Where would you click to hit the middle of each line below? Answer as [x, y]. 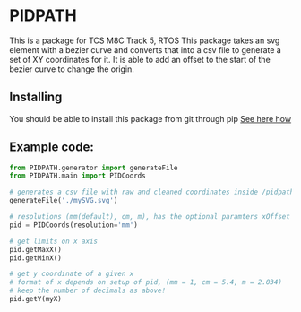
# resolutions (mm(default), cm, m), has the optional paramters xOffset [150, 217]
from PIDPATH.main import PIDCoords [77, 176]
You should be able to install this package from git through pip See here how [150, 118]
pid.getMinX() [36, 258]
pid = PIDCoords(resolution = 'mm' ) [74, 225]
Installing [36, 97]
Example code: [52, 147]
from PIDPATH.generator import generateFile [94, 168]
